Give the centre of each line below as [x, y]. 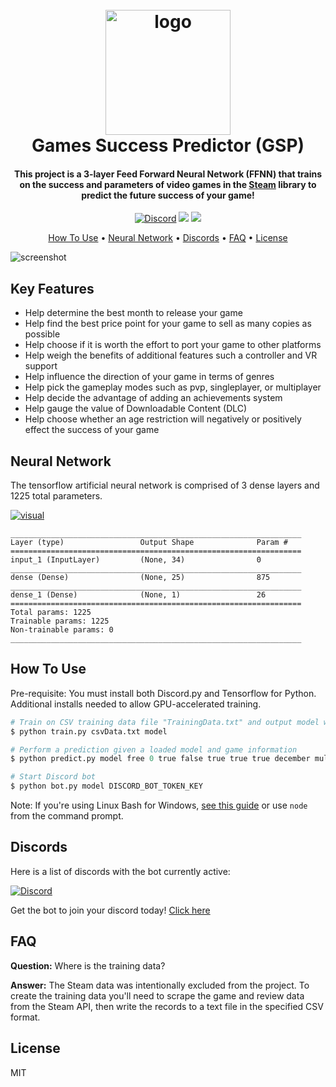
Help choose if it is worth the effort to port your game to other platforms [173, 345]
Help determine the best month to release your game [133, 313]
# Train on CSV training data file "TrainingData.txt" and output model [165, 722]
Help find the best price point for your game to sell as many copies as [168, 324]
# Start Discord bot [53, 777]
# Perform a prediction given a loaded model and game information [154, 749]
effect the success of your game [92, 430]
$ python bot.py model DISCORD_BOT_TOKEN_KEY [106, 786]
